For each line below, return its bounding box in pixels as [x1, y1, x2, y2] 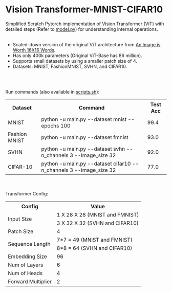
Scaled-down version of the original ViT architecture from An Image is [12, 41, 161, 47]
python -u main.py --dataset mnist [40, 116, 127, 123]
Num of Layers [8, 261, 44, 268]
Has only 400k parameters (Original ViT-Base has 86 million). [12, 52, 142, 59]
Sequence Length [8, 240, 51, 247]
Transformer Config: [5, 190, 49, 196]
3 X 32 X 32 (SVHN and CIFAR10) [56, 220, 139, 227]
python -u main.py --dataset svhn [40, 145, 125, 152]
